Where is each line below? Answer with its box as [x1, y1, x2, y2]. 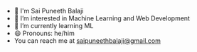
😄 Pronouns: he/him [14, 29, 75, 37]
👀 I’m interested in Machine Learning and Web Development [14, 14, 191, 22]
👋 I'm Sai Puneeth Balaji [14, 7, 84, 15]
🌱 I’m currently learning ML [14, 22, 94, 30]
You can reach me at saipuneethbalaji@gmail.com [14, 37, 161, 45]
